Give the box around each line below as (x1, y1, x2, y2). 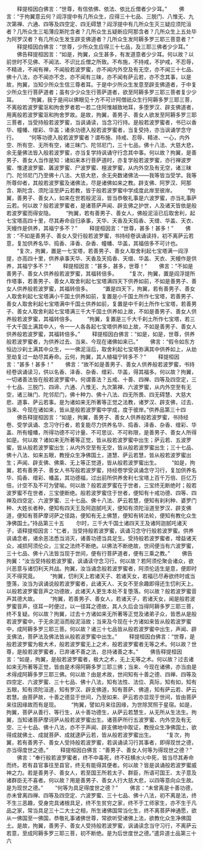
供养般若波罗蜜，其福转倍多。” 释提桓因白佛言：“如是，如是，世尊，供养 (6, 330, 195, 338)
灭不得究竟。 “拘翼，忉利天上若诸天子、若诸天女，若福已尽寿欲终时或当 (6, 572, 196, 580)
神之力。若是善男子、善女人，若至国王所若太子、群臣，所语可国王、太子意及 (6, 769, 197, 776)
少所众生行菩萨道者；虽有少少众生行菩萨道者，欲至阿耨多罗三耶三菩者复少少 (6, 88, 197, 96)
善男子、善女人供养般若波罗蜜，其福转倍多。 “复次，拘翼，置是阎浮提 (6, 270, 190, 277)
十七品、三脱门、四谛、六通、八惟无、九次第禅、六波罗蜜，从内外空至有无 (6, 384, 192, 390)
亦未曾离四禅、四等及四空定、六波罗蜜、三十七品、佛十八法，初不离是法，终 (6, 792, 197, 799)
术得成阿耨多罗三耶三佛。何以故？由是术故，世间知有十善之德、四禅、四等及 (6, 671, 197, 678)
